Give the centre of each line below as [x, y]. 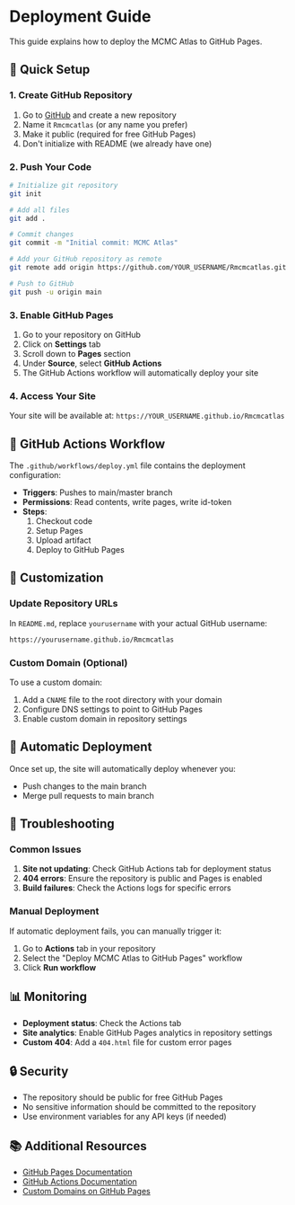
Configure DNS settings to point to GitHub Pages [113, 709]
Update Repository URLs [64, 604]
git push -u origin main [56, 292]
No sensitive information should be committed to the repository [139, 1107]
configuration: [35, 475]
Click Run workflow [59, 967]
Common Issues [46, 849]
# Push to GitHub [42, 284]
